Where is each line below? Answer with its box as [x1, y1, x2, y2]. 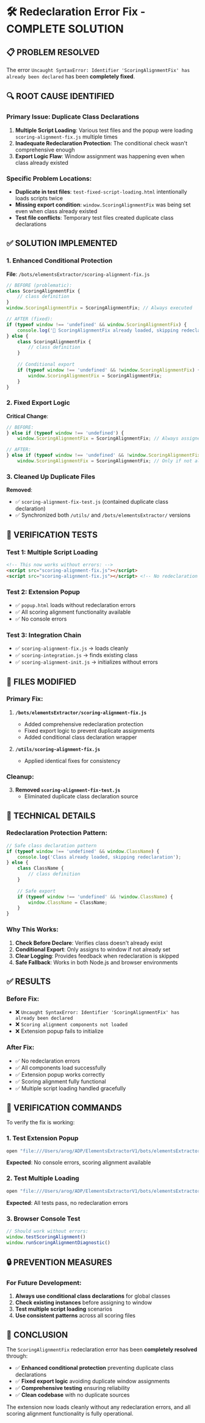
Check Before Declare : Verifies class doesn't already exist [15, 939, 163, 947]
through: [6, 1352, 28, 1359]
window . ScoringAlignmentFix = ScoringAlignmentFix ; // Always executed [6, 305, 192, 311]
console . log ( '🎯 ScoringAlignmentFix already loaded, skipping [17, 327, 179, 333]
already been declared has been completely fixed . [6, 73, 135, 80]
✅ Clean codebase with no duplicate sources [15, 1391, 130, 1399]
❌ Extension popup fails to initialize [15, 1027, 104, 1035]
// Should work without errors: [6, 1228, 88, 1234]
